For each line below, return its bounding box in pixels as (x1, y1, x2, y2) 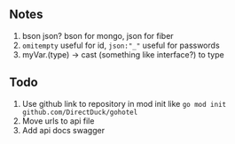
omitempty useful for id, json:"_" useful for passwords (21, 40, 220, 50)
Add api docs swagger (21, 125, 105, 135)
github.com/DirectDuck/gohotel (21, 108, 138, 117)
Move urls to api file (21, 115, 95, 126)
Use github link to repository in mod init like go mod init (21, 98, 227, 109)
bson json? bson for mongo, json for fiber (21, 30, 175, 41)
